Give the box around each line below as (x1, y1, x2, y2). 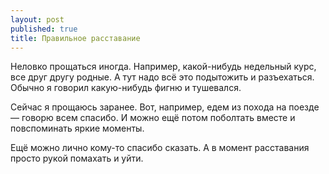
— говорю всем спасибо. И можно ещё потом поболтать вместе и (10, 112, 296, 124)
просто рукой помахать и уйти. (10, 152, 144, 165)
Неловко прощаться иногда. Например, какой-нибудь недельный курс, (10, 61, 317, 73)
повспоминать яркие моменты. (10, 122, 145, 135)
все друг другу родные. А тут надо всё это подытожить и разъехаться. (10, 71, 315, 83)
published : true (10, 24, 78, 34)
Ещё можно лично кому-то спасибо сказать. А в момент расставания (10, 142, 310, 154)
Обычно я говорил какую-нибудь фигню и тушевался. (10, 82, 242, 94)
